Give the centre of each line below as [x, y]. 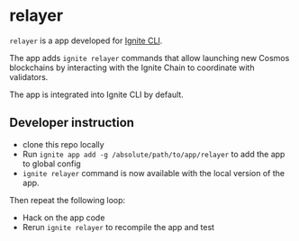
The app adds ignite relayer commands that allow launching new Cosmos [149, 58]
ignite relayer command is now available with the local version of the [154, 173]
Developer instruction [72, 123]
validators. [29, 76]
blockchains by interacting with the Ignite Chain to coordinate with [132, 67]
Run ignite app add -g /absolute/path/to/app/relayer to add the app [154, 154]
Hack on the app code [63, 218]
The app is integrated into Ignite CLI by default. [97, 94]
